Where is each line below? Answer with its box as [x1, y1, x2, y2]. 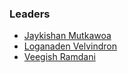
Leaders [9, 7, 51, 21]
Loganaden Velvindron [23, 40, 118, 52]
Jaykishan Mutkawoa [23, 30, 112, 42]
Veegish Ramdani [23, 51, 96, 63]
